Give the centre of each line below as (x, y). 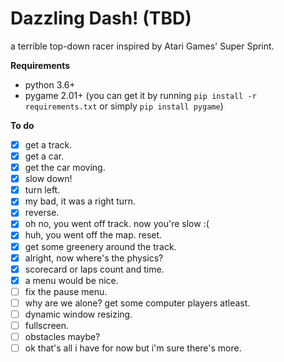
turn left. (42, 190)
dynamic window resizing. (78, 314)
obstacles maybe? (62, 336)
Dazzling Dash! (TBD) (101, 18)
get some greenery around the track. (100, 246)
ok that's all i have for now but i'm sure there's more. (133, 348)
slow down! (48, 179)
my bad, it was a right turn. (80, 201)
